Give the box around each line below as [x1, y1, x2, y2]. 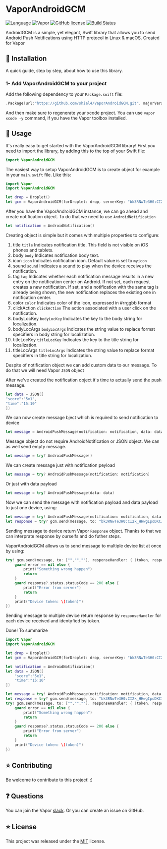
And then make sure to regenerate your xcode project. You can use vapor [5, 110, 155, 116]
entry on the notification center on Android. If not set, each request [12, 279, 150, 285]
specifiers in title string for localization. [12, 352, 93, 358]
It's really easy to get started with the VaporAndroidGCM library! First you [5, 142, 156, 148]
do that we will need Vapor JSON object [5, 367, 84, 373]
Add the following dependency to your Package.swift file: [5, 91, 123, 97]
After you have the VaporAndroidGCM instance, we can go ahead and [5, 208, 148, 214]
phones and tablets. [12, 247, 54, 253]
